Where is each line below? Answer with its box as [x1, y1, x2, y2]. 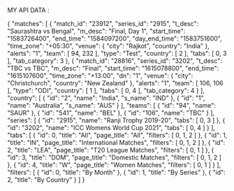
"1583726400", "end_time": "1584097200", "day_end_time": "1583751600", [7, 34, 222, 43]
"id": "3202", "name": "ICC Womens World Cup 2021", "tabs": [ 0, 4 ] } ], [7, 124, 215, 132]
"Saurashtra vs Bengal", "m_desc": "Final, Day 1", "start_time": [7, 27, 186, 35]
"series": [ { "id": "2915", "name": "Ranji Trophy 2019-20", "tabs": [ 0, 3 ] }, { [7, 116, 226, 125]
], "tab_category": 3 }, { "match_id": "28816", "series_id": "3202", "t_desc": [7, 57, 222, 65]
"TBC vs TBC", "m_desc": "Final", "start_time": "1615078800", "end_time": [7, 64, 219, 72]
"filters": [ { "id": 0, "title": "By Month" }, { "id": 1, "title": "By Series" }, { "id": [7, 168, 226, 176]
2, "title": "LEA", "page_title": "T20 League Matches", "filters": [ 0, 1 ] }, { [7, 146, 214, 154]
